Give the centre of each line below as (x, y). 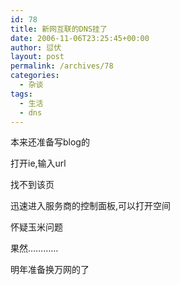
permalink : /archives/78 (62, 66)
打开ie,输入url (38, 163)
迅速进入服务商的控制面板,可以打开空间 (91, 206)
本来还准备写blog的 (50, 142)
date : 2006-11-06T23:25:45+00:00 (80, 38)
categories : (35, 76)
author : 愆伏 (36, 47)
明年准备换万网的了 (50, 270)
